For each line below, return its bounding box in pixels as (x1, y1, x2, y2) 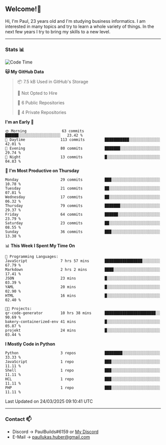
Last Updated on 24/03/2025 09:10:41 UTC (5, 398, 93, 404)
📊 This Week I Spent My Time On (5, 243, 75, 249)
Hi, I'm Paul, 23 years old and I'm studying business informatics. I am (5, 18, 146, 24)
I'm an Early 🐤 (5, 119, 34, 125)
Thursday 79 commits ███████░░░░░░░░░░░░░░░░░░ (5, 203, 161, 208)
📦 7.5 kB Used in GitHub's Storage (17, 79, 88, 85)
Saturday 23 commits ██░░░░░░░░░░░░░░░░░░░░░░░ (5, 221, 161, 226)
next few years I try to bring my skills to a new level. (5, 28, 111, 35)
